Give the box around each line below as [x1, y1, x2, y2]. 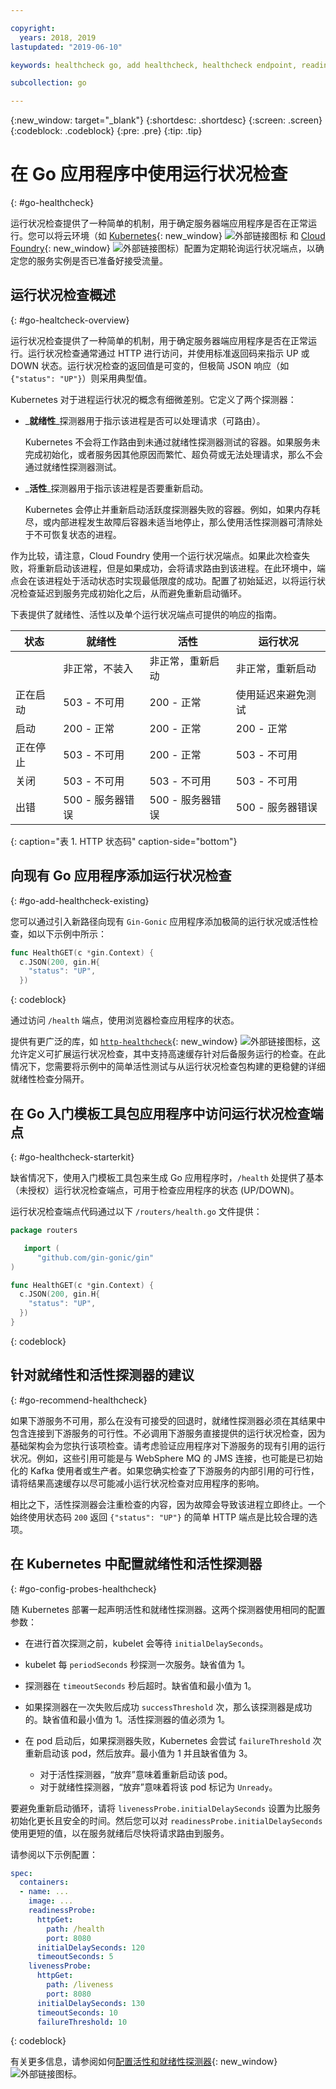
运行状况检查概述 [10, 287, 116, 304]
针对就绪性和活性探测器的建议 [10, 1367, 195, 1384]
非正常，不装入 [63, 661, 134, 675]
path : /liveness [46, 1980, 114, 1990]
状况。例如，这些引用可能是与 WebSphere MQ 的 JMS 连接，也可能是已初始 [10, 1452, 323, 1464]
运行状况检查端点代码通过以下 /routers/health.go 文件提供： [10, 1206, 263, 1217]
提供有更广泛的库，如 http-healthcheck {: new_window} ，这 [10, 1036, 321, 1048]
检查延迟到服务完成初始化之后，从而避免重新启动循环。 [18, 587, 247, 599]
